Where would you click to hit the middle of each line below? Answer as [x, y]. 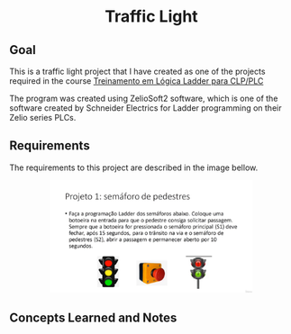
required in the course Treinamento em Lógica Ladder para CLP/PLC [136, 81]
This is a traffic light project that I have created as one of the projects [137, 71]
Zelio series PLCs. [43, 117]
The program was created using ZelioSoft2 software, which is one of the [144, 98]
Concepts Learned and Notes [93, 318]
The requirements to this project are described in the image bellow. [134, 167]
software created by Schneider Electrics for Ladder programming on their [145, 108]
